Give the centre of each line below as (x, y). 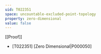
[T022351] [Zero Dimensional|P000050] (52, 46)
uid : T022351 (18, 9)
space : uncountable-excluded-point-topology (50, 14)
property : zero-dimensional (33, 18)
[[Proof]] (14, 37)
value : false (18, 23)
